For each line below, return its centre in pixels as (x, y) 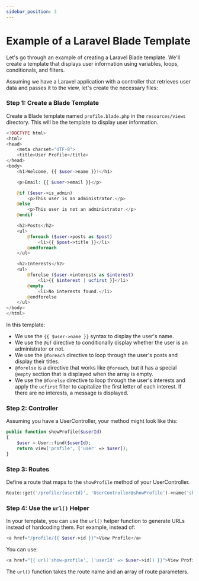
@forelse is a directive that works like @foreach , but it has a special (96, 368)
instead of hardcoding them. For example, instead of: (71, 527)
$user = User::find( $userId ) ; (54, 443)
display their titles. (37, 361)
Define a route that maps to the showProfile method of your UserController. (98, 482)
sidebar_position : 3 (32, 12)
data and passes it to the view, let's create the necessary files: (82, 88)
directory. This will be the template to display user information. (82, 122)
